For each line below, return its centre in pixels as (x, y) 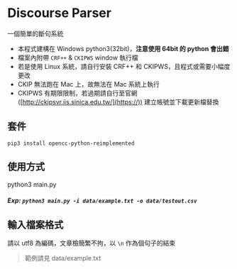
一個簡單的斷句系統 (35, 33)
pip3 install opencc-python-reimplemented (71, 143)
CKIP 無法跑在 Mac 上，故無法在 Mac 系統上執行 (88, 84)
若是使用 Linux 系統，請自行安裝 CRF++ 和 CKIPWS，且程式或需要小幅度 (124, 66)
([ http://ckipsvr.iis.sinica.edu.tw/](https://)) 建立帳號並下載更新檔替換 (118, 101)
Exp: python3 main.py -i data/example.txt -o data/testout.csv (102, 201)
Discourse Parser (60, 13)
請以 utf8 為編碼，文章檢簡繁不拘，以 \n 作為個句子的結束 (92, 243)
